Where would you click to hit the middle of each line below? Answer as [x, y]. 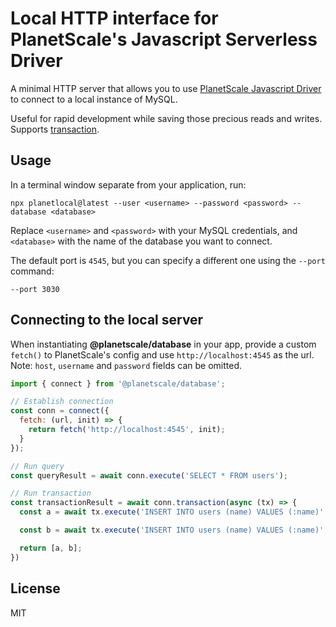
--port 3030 [35, 289]
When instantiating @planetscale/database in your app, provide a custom [163, 344]
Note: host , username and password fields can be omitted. [126, 365]
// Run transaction [51, 493]
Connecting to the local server [107, 320]
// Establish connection [62, 402]
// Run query [37, 466]
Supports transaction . [55, 129]
